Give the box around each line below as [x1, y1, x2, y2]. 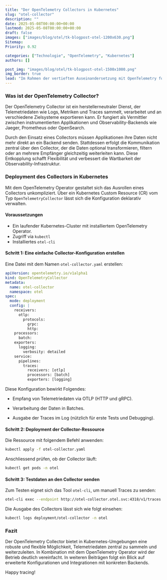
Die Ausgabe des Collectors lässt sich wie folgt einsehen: [5, 506, 123, 512]
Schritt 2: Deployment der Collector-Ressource [5, 426, 104, 432]
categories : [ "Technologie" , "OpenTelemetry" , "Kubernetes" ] [5, 53, 135, 58]
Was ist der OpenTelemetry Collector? [5, 92, 99, 99]
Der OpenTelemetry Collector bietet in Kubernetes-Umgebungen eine [5, 539, 148, 545]
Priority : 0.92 [5, 44, 37, 49]
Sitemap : [5, 40, 23, 45]
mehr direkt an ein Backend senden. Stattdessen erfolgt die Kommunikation [5, 140, 160, 146]
